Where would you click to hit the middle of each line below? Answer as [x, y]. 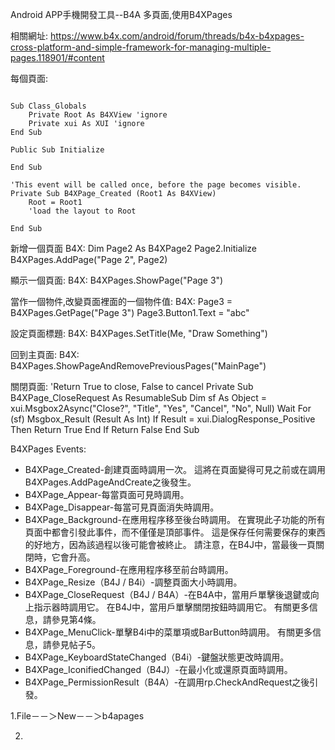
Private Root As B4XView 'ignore [98, 115]
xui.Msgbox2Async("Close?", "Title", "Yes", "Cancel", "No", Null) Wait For [161, 408]
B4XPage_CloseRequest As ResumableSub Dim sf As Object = [139, 397]
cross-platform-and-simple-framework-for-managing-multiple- [141, 47]
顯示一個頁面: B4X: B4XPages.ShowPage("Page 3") [117, 280]
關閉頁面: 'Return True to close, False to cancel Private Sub [132, 386]
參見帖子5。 [76, 644]
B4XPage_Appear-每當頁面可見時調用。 [107, 494]
